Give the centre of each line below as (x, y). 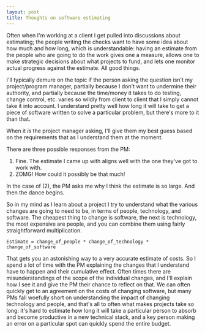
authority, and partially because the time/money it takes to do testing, (94, 93)
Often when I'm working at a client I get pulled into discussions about (93, 35)
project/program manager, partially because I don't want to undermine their (102, 86)
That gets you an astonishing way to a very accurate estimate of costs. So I (101, 258)
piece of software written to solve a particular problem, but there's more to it (103, 112)
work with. (28, 167)
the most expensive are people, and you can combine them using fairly (96, 224)
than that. (18, 119)
